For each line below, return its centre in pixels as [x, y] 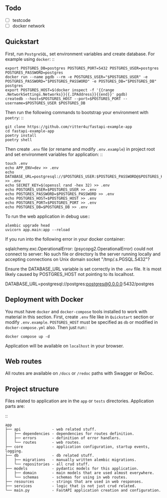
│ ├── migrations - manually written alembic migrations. [71, 460]
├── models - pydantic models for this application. [72, 469]
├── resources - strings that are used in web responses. [74, 482]
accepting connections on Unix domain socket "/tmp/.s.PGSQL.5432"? [78, 259]
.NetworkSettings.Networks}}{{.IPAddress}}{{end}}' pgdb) [66, 94]
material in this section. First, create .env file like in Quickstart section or [80, 317]
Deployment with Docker [44, 300]
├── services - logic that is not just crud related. [71, 486]
